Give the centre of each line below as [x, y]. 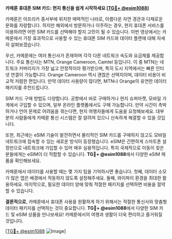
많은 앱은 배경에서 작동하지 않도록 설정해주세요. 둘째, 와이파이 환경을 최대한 [86, 178]
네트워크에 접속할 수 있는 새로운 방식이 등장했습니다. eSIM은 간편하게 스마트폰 [83, 141]
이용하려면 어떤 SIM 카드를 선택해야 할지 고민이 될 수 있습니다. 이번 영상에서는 [83, 32]
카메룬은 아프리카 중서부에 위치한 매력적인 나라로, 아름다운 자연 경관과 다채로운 [84, 19]
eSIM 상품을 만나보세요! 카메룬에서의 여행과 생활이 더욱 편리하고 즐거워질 [89, 214]
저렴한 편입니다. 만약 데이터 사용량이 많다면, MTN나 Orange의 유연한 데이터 [91, 81]
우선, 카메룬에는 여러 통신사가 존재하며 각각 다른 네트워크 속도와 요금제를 [78, 55]
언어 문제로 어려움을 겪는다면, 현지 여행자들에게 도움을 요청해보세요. [87, 111]
